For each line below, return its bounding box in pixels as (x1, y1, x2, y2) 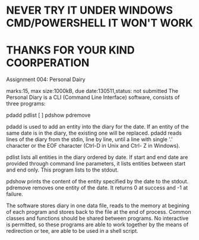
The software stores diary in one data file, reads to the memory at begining (6, 202, 190, 209)
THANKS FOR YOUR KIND (6, 43, 135, 57)
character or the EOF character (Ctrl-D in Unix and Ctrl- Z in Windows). (6, 142, 180, 149)
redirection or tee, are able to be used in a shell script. (6, 227, 138, 235)
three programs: (6, 100, 46, 107)
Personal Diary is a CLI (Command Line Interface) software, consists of (6, 93, 180, 101)
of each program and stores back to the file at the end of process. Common (6, 208, 191, 216)
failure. (6, 191, 24, 198)
